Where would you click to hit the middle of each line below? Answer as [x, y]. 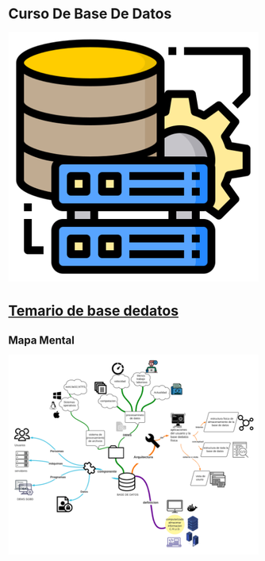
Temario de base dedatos [94, 311]
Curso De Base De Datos [90, 14]
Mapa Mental [42, 340]
